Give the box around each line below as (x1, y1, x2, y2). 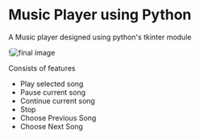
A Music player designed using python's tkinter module (8, 32, 192, 42)
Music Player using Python (8, 6, 192, 24)
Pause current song (19, 87, 86, 97)
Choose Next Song (19, 121, 83, 131)
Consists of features (8, 63, 76, 73)
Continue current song (19, 96, 95, 105)
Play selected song (19, 79, 84, 88)
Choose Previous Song (19, 112, 97, 122)
